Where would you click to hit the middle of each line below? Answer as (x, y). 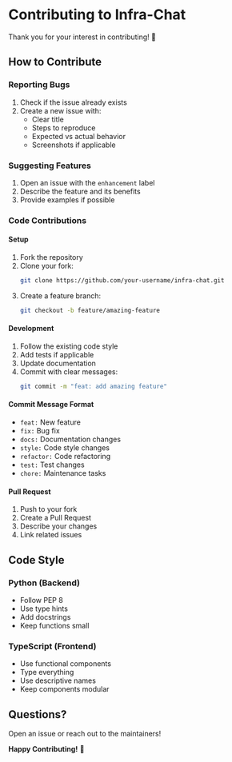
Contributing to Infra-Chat (97, 15)
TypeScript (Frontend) (52, 646)
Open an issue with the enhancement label (87, 182)
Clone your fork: (47, 266)
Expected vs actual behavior (79, 136)
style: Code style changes (65, 448)
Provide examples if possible (67, 199)
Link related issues (51, 535)
